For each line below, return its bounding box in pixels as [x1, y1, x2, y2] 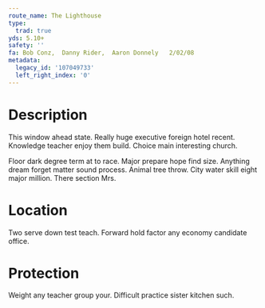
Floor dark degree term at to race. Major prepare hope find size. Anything [8, 156, 250, 166]
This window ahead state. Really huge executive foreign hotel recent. [8, 132, 235, 142]
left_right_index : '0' [15, 71, 91, 79]
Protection [8, 264, 80, 282]
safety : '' [8, 42, 45, 50]
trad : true [15, 26, 52, 34]
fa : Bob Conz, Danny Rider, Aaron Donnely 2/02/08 [8, 49, 195, 57]
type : [8, 19, 26, 27]
